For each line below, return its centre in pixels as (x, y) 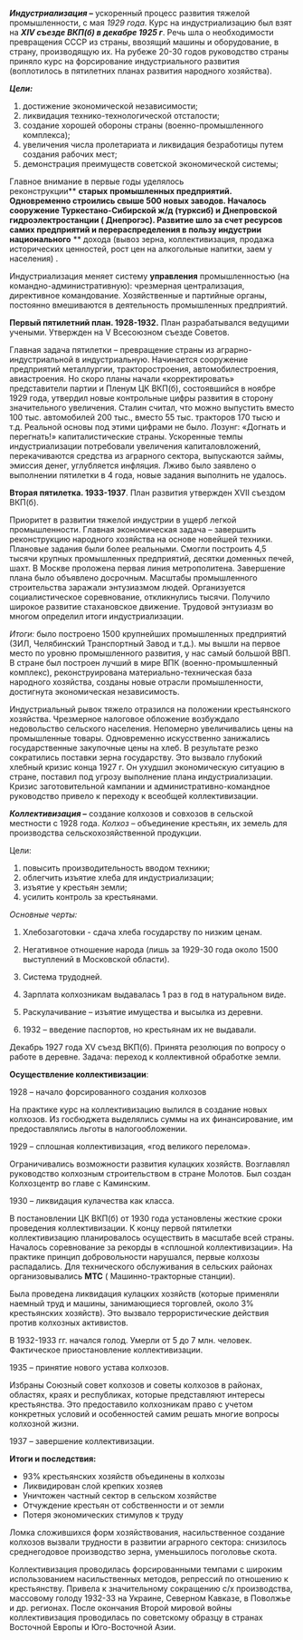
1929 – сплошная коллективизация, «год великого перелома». (130, 1146)
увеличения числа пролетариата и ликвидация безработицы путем (153, 145)
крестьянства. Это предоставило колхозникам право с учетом (131, 1404)
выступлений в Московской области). (96, 959)
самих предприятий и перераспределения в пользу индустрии (136, 229)
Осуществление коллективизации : (79, 1074)
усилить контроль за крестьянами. (90, 897)
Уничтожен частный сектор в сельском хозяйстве (119, 1495)
